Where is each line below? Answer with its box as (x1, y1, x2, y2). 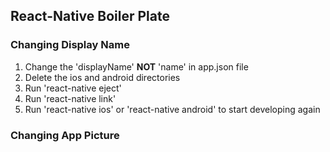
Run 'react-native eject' (24, 82, 122, 94)
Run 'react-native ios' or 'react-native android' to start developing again (24, 103, 321, 115)
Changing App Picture (10, 128, 120, 142)
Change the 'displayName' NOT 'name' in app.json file (24, 60, 249, 73)
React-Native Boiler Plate (10, 8, 170, 25)
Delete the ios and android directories (24, 71, 181, 83)
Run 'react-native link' (24, 92, 117, 104)
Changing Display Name (10, 38, 130, 52)
